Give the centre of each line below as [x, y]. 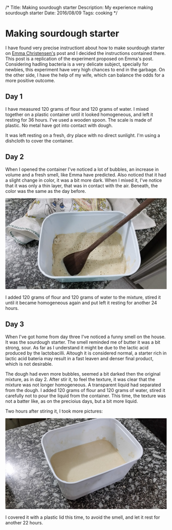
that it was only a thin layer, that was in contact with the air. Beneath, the [82, 185]
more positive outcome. [30, 80]
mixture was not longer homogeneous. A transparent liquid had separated [83, 385]
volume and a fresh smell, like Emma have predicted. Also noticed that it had [86, 174]
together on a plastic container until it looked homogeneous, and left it [79, 114]
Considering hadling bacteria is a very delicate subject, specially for [77, 64]
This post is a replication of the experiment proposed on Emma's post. [79, 58]
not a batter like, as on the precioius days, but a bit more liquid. [72, 401]
